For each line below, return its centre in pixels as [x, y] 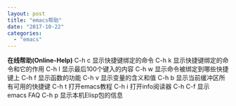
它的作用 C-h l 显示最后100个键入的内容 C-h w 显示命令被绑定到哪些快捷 [124, 69]
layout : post [26, 14]
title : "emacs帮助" [35, 20]
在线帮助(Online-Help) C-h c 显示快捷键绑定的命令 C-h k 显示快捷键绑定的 [115, 61]
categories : [25, 33]
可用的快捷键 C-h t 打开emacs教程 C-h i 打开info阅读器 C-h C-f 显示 [111, 86]
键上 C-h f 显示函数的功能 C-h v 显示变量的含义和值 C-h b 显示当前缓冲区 [113, 78]
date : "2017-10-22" [36, 26]
